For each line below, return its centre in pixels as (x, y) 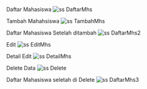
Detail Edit (19, 56)
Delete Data (21, 68)
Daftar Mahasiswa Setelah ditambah (52, 33)
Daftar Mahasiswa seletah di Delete (51, 80)
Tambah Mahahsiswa (33, 21)
